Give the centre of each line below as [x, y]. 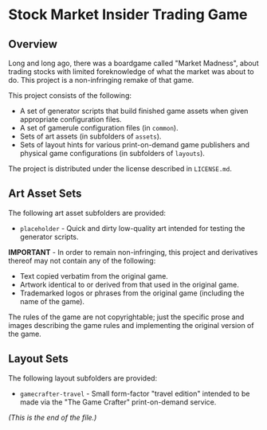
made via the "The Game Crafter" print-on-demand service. [118, 402]
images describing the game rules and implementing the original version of [131, 325]
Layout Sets [39, 359]
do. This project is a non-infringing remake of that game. [101, 80]
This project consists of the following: [70, 96]
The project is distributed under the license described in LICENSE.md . [120, 168]
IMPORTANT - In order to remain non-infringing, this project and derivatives [133, 252]
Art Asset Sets [45, 194]
